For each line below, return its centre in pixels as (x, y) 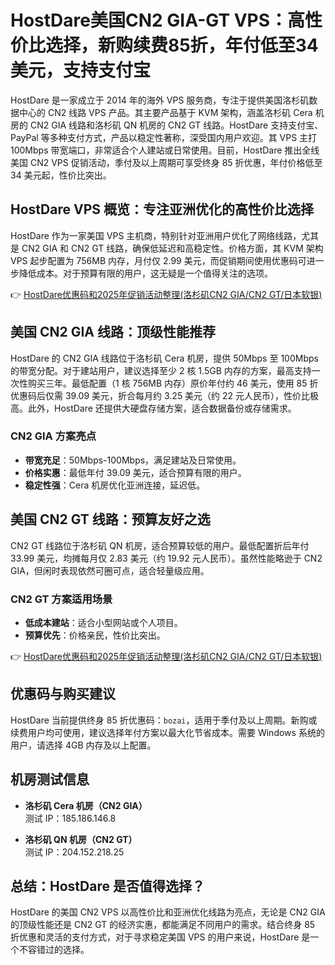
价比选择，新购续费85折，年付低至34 (164, 45)
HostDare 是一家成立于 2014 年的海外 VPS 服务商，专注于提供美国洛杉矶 (160, 100)
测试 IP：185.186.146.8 (70, 818)
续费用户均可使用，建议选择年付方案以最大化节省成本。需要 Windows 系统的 (167, 732)
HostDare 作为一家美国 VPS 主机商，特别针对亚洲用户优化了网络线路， (156, 235)
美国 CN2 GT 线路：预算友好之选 (110, 519)
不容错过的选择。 (54, 950)
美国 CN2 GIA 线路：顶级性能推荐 (113, 332)
